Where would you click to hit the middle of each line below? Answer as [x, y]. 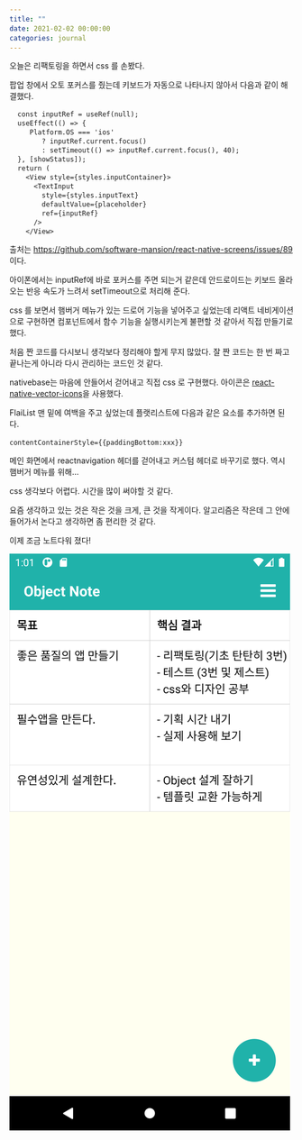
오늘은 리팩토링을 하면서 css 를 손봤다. [77, 66]
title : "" [28, 19]
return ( [34, 169]
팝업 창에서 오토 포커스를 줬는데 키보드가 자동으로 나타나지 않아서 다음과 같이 [144, 85]
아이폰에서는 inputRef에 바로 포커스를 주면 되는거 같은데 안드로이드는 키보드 [143, 280]
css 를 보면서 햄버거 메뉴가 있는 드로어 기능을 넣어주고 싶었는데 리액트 [132, 310]
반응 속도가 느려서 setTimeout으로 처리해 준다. [108, 291]
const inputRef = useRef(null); [78, 114]
